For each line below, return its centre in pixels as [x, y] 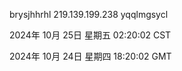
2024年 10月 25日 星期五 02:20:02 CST [90, 35]
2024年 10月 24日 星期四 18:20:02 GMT [90, 56]
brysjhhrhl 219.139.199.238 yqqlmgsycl [89, 14]
